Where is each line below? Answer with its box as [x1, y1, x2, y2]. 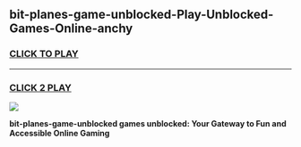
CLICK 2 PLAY [9, 81, 72, 94]
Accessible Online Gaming [9, 127, 110, 138]
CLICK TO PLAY [9, 48, 79, 61]
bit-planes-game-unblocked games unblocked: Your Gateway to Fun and [9, 118, 287, 128]
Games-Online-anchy [9, 21, 133, 37]
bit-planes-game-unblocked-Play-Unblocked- [9, 7, 274, 22]
